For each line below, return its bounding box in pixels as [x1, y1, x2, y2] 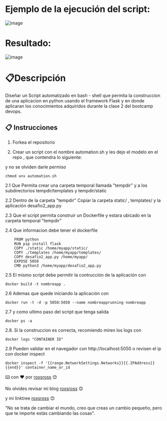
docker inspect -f [5, 361, 43, 366]
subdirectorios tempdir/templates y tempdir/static [5, 187, 107, 193]
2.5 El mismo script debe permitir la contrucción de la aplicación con [5, 272, 146, 278]
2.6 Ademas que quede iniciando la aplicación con [5, 290, 109, 296]
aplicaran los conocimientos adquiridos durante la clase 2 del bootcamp [5, 103, 154, 109]
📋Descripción [5, 72, 66, 84]
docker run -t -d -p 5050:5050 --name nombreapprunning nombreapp [5, 300, 146, 305]
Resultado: [5, 37, 51, 49]
